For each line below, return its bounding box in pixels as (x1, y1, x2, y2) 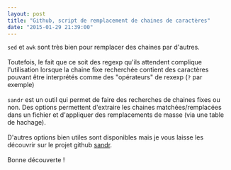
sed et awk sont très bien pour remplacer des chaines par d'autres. (7, 43, 200, 52)
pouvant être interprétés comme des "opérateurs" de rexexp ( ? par (7, 73, 203, 81)
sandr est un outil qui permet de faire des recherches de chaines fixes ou (7, 96, 221, 104)
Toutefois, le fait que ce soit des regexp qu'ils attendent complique (7, 58, 202, 67)
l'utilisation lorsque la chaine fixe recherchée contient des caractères (7, 65, 209, 74)
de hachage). (7, 118, 46, 127)
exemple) (7, 81, 35, 89)
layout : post (7, 10, 46, 18)
